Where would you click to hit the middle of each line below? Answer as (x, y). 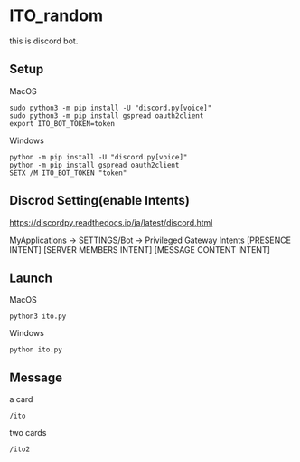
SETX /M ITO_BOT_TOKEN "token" (68, 173)
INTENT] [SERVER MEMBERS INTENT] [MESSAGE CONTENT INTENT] (140, 249)
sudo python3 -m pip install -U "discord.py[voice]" (111, 108)
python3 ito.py (38, 317)
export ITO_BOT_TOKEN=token (62, 123)
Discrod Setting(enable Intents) (99, 201)
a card (21, 399)
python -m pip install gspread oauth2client (94, 165)
